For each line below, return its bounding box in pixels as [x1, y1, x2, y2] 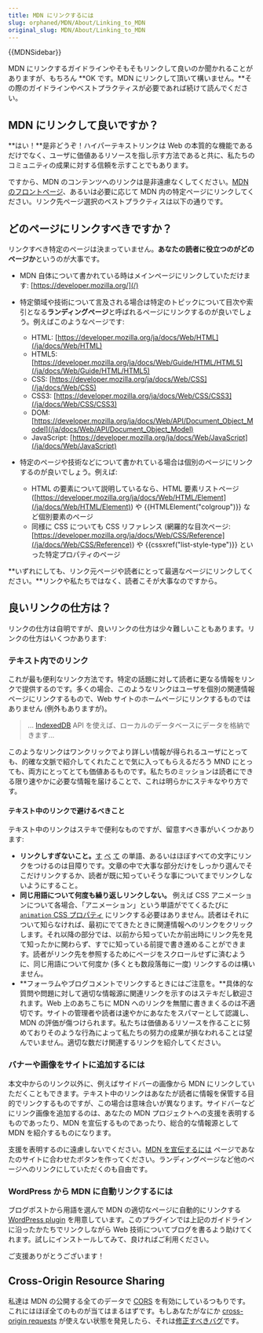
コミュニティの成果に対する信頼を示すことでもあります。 [8, 160, 193, 170]
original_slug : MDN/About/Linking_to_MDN [8, 26, 146, 34]
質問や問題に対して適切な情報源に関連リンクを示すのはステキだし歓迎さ [19, 989, 254, 998]
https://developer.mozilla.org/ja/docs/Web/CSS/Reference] [34, 531, 225, 540]
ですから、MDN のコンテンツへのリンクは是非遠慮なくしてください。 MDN [8, 178, 249, 187]
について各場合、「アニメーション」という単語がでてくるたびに [26, 900, 229, 910]
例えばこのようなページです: [32, 317, 125, 326]
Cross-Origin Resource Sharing [8, 1274, 165, 1288]
